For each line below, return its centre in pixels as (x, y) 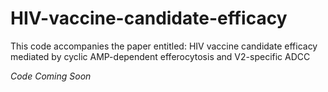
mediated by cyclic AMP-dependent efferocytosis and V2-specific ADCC (160, 56)
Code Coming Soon (51, 76)
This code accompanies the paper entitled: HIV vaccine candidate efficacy (164, 46)
